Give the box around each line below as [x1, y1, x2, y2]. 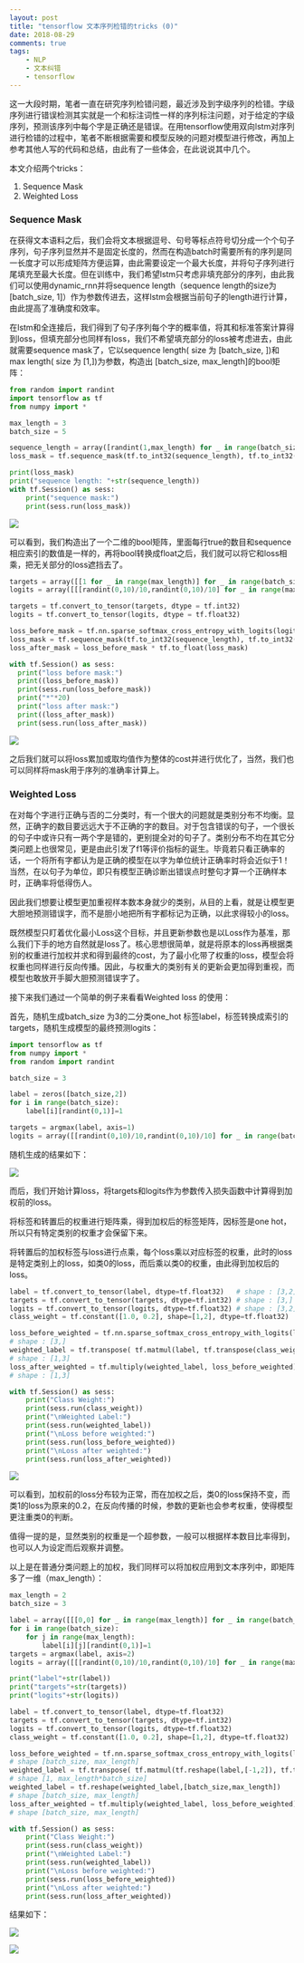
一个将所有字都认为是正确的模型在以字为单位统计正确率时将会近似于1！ [24, 854, 290, 865]
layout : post [9, 13, 59, 23]
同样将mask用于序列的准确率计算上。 [24, 765, 165, 775]
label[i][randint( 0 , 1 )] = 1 [25, 1107, 124, 1116]
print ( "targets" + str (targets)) [9, 1682, 128, 1692]
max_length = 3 [9, 419, 67, 428]
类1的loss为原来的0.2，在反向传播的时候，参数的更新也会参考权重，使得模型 [9, 1500, 294, 1511]
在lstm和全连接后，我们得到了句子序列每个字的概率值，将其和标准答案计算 [9, 322, 287, 333]
